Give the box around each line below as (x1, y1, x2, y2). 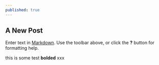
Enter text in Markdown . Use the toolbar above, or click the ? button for (5, 40, 154, 46)
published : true (5, 7, 40, 13)
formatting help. (5, 45, 39, 51)
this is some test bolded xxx (5, 55, 65, 61)
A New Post (5, 26, 43, 35)
